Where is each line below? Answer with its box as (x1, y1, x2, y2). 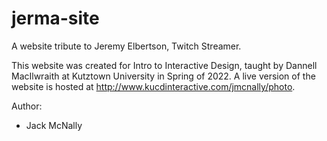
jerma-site (11, 7, 100, 30)
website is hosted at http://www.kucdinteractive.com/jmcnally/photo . (11, 80, 296, 92)
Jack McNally (25, 119, 83, 131)
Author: (11, 100, 43, 112)
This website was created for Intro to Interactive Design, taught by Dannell (11, 59, 318, 71)
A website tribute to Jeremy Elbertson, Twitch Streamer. (11, 40, 242, 52)
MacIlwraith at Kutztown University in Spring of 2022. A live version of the (11, 70, 316, 82)
